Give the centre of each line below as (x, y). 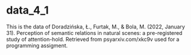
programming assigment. (37, 46)
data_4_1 (27, 10)
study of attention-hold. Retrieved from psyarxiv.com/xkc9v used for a (93, 39)
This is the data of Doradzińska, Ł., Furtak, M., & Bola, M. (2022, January (95, 27)
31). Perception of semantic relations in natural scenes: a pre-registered (94, 33)
